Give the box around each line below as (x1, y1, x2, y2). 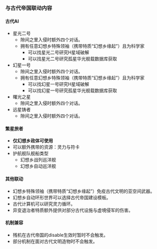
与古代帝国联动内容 (5, 4, 52, 11)
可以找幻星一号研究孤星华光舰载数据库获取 (27, 87, 117, 94)
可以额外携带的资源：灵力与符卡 (12, 144, 80, 150)
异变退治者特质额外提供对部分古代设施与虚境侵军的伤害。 (12, 207, 133, 213)
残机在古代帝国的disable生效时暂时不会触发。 (12, 232, 108, 238)
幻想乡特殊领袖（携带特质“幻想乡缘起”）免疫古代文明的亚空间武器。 (12, 188, 155, 194)
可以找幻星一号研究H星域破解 (27, 81, 89, 87)
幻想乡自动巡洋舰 (20, 163, 56, 169)
